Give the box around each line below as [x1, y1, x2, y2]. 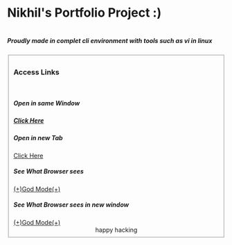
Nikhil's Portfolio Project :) [7, 5, 162, 21]
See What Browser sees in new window [13, 201, 130, 209]
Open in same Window [13, 99, 80, 107]
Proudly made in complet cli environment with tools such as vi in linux [7, 37, 213, 45]
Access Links [13, 67, 60, 77]
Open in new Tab [13, 134, 64, 142]
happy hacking [95, 226, 138, 234]
